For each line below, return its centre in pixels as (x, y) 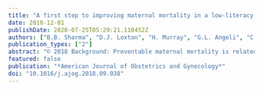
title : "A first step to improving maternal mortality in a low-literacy (131, 15)
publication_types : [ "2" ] (50, 45)
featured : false (34, 59)
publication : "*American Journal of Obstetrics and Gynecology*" (117, 67)
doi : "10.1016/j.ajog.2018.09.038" (66, 74)
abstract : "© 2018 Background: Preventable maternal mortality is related (133, 52)
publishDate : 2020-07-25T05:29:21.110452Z (78, 30)
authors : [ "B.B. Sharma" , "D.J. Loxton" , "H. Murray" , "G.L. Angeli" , (126, 37)
